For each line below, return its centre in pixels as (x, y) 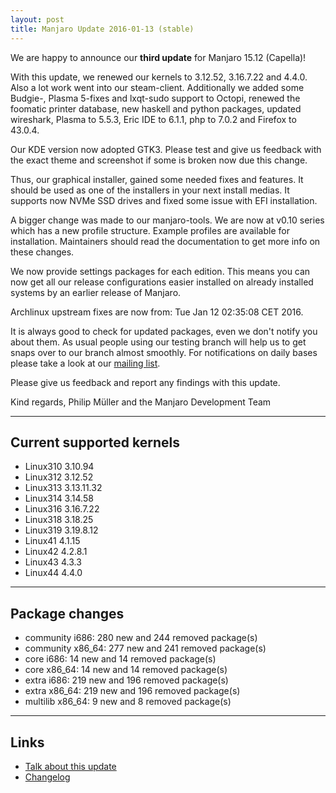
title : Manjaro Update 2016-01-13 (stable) (102, 29)
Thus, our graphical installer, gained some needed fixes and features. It (157, 179)
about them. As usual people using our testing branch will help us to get (158, 342)
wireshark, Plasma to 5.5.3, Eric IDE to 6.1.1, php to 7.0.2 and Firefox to (153, 119)
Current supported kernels (95, 442)
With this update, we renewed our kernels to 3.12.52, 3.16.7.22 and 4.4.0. (159, 77)
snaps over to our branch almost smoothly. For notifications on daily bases (164, 352)
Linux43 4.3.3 (53, 562)
